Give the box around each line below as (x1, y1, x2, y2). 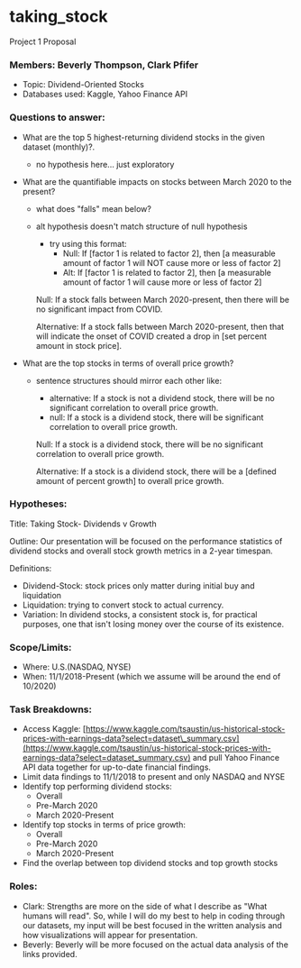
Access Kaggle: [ (22, 724, 87, 735)
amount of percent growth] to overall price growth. (35, 475, 224, 486)
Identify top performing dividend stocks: (22, 781, 173, 792)
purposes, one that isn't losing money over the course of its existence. (22, 618, 285, 629)
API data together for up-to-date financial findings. (22, 762, 212, 772)
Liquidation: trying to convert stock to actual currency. (22, 599, 224, 610)
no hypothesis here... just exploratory (35, 159, 175, 169)
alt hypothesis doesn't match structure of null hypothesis (35, 221, 248, 232)
